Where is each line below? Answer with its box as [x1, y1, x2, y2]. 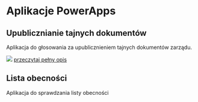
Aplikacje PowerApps [6, 4, 116, 18]
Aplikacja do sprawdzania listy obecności [6, 89, 109, 96]
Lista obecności [6, 73, 67, 84]
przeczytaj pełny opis [13, 56, 67, 63]
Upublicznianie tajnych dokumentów [6, 28, 147, 38]
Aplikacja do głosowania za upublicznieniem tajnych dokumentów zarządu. [6, 44, 193, 51]
